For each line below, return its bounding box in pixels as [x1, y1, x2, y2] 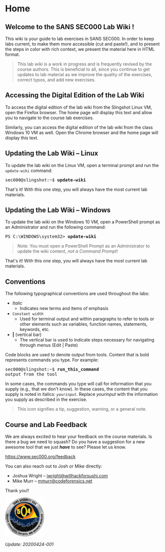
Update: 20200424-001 [5, 541, 54, 547]
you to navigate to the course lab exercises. [5, 115, 94, 121]
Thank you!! [5, 488, 30, 494]
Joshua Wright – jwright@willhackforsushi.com [12, 473, 108, 479]
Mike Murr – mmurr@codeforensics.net [12, 478, 92, 484]
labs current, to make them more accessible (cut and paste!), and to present [5, 41, 160, 47]
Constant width [12, 312, 44, 317]
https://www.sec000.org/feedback [5, 454, 76, 460]
